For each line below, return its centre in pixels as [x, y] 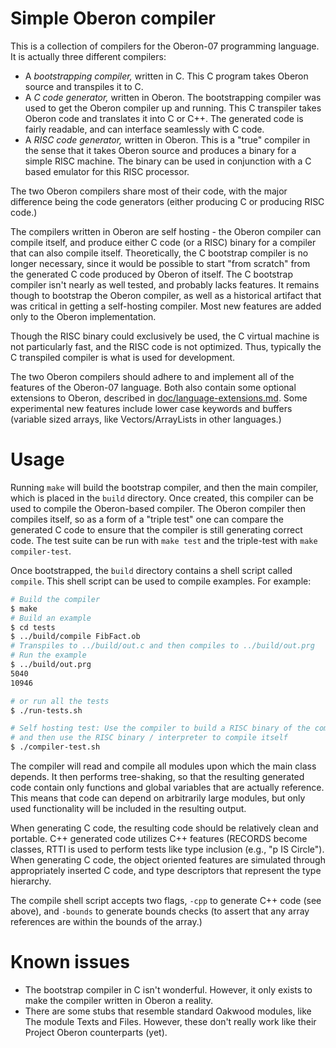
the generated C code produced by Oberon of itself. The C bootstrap [152, 274]
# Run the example [48, 655]
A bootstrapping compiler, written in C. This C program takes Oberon [166, 76]
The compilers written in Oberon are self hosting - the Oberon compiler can [166, 231]
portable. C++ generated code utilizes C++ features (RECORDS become [159, 838]
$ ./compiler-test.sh [55, 747]
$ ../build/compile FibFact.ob [75, 637]
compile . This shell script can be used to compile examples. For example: [161, 581]
